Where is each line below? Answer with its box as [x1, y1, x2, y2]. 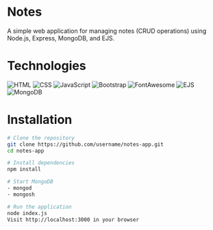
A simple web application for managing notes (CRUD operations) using [7, 27, 207, 35]
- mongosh [7, 191, 36, 198]
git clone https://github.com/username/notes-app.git [7, 141, 164, 148]
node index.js [7, 209, 48, 216]
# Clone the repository [7, 134, 75, 141]
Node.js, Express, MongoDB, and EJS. [7, 34, 115, 42]
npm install [7, 166, 41, 173]
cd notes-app [7, 147, 45, 154]
